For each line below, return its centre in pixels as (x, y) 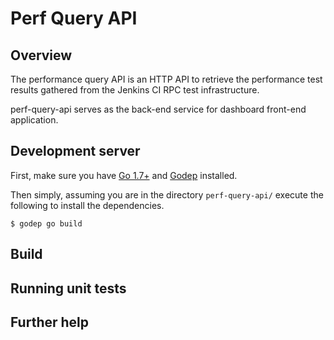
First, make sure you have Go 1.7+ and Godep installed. (124, 175)
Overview (41, 55)
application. (34, 120)
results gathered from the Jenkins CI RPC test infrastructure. (135, 90)
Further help (50, 322)
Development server (75, 151)
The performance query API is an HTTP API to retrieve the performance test (166, 79)
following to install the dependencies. (87, 205)
